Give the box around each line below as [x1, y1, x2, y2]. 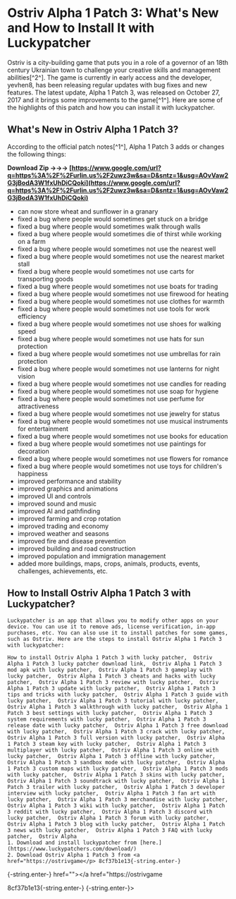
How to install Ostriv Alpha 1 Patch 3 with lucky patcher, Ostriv [7, 654, 213, 661]
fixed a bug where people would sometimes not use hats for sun [17, 334, 204, 343]
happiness [17, 469, 48, 477]
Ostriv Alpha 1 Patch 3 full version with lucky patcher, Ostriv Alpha [7, 734, 225, 741]
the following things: [7, 149, 67, 158]
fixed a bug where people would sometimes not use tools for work [17, 305, 210, 313]
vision [17, 372, 35, 380]
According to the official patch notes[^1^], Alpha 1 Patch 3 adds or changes [7, 142, 225, 151]
